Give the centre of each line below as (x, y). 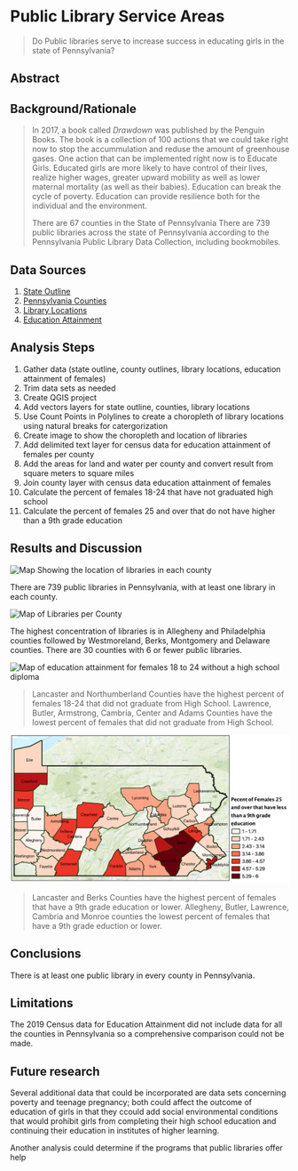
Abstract (35, 79)
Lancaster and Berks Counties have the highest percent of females (154, 897)
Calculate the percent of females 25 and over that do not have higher (149, 511)
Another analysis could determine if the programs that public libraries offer (146, 1148)
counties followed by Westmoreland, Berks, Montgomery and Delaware (140, 640)
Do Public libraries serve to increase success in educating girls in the (158, 41)
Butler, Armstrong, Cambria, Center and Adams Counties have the (152, 713)
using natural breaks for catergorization (95, 425)
